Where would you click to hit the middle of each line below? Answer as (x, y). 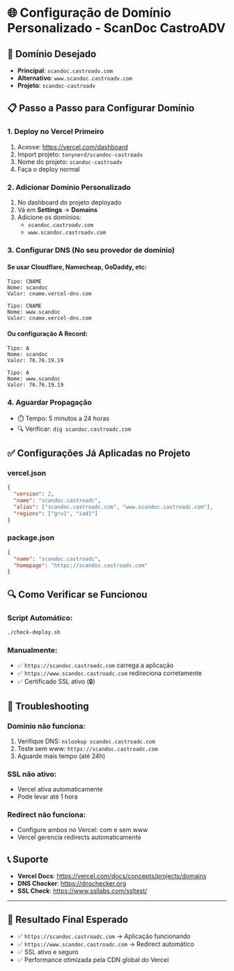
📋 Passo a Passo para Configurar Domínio (101, 109)
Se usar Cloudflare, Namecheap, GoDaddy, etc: (77, 267)
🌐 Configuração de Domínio (89, 13)
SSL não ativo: (32, 774)
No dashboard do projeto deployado (69, 202)
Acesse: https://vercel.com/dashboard (72, 147)
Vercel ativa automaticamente (60, 790)
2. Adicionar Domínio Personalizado (69, 187)
